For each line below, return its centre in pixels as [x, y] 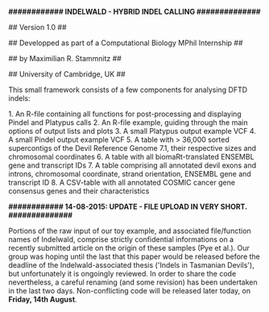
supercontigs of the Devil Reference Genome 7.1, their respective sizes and [132, 148]
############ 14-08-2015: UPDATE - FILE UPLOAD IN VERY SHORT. [128, 206]
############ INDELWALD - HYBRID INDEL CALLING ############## [134, 12]
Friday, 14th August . [43, 299]
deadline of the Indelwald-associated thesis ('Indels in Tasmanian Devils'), [132, 265]
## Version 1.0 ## [37, 27]
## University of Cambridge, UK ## [67, 74]
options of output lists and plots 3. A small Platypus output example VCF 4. [132, 131]
